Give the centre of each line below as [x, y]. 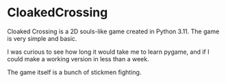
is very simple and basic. [42, 38]
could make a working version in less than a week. [78, 59]
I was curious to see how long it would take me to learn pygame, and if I [108, 52]
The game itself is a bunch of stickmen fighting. [74, 72]
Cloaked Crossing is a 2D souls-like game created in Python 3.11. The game [113, 31]
